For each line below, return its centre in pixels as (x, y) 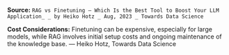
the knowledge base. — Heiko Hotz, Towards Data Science (92, 44)
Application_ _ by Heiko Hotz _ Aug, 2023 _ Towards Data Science (105, 16)
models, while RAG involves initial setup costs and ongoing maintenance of (114, 36)
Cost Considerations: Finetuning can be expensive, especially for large (110, 29)
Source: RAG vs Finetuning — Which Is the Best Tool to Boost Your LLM (113, 10)
